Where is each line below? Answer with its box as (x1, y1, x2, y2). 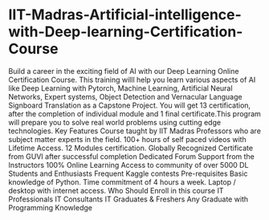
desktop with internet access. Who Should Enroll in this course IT (8, 185, 224, 195)
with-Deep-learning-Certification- (8, 22, 243, 41)
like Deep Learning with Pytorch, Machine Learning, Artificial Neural (8, 83, 233, 93)
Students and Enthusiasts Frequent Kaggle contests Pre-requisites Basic (8, 169, 248, 178)
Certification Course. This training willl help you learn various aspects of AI (8, 75, 256, 84)
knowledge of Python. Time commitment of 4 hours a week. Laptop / (8, 177, 237, 186)
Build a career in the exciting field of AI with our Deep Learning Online (8, 66, 239, 75)
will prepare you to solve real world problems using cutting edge (8, 117, 222, 127)
